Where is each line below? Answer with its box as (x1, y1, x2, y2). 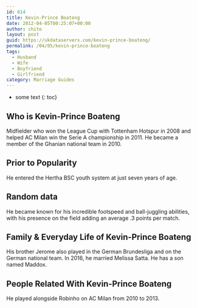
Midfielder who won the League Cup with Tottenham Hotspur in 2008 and (6, 127, 192, 135)
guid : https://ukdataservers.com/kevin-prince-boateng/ (6, 37, 151, 43)
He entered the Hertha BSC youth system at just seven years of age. (6, 174, 178, 181)
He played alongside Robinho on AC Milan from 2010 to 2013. (6, 295, 160, 302)
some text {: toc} (15, 94, 58, 101)
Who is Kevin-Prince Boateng (6, 111, 120, 122)
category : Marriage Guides (6, 77, 75, 83)
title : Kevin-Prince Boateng (6, 15, 80, 21)
